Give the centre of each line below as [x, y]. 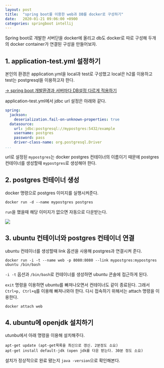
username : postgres [34, 133]
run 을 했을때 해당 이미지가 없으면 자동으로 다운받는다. [56, 212]
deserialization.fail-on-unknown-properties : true [67, 119]
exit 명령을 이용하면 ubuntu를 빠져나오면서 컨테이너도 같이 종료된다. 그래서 [78, 285]
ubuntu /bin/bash [23, 264]
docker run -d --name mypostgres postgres [49, 202]
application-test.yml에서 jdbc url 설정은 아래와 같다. [56, 101]
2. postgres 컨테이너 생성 [42, 180]
